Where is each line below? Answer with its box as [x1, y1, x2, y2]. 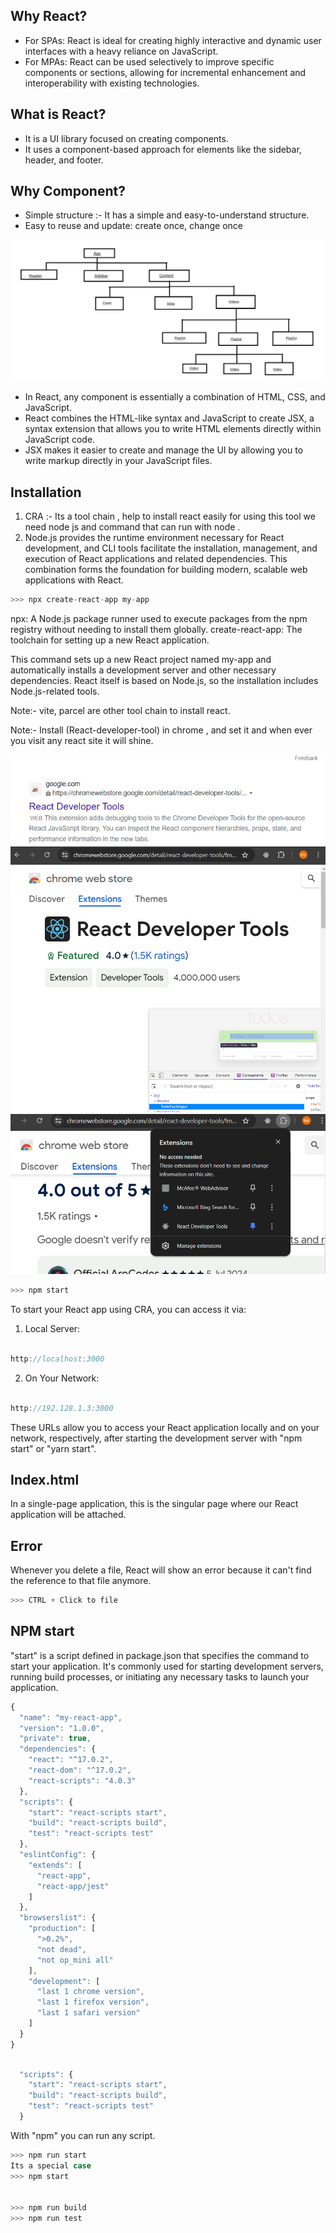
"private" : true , [19, 1734, 92, 1744]
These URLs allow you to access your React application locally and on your [10, 1421, 320, 1433]
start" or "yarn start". [10, 1442, 97, 1454]
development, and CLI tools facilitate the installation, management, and [24, 542, 318, 554]
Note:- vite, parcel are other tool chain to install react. [10, 705, 231, 717]
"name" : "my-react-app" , [19, 1712, 123, 1723]
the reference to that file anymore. [10, 1575, 152, 1587]
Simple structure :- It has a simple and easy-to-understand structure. [24, 209, 310, 221]
